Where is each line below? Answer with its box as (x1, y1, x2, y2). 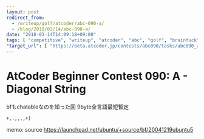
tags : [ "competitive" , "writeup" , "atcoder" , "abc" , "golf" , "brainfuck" (6, 37, 200, 43)
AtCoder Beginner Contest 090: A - (6, 69, 188, 83)
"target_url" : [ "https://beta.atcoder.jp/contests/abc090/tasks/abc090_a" (6, 43, 202, 49)
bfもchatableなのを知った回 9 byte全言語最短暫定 (6, 103, 129, 110)
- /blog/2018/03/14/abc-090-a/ (12, 26, 91, 32)
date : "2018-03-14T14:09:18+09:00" (6, 32, 97, 38)
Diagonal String (6, 82, 86, 96)
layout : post (6, 9, 39, 15)
